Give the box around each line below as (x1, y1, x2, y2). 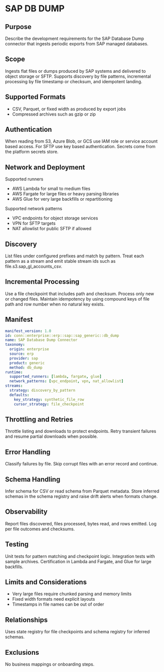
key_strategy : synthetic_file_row (14, 397, 84, 402)
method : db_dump (9, 365, 43, 370)
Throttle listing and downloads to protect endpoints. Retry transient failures (5, 428, 157, 434)
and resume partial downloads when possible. (5, 433, 98, 439)
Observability (5, 508, 48, 516)
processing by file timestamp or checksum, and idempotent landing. (5, 78, 142, 84)
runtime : (5, 369, 23, 374)
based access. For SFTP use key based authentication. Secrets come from (5, 144, 156, 150)
